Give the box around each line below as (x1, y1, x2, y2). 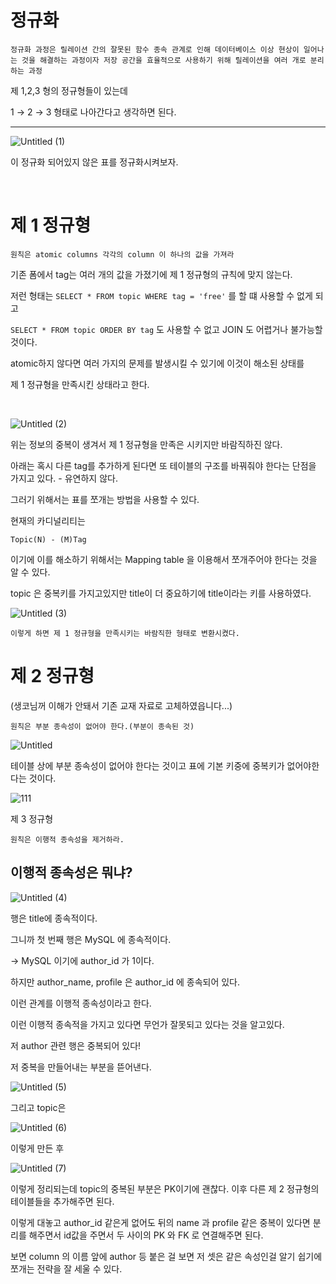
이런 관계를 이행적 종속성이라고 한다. (10, 997, 152, 1009)
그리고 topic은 (10, 1101, 67, 1113)
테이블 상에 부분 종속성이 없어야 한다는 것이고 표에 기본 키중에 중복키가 (10, 759, 285, 771)
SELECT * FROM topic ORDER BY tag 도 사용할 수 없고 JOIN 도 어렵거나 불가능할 (10, 323, 323, 335)
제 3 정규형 (10, 812, 54, 825)
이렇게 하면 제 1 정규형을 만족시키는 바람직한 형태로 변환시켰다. (10, 628, 240, 638)
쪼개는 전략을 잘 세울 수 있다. (10, 1262, 123, 1275)
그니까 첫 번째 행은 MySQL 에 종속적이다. (10, 933, 172, 945)
